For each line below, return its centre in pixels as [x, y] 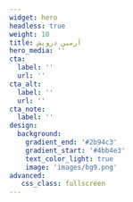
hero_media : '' [37, 51]
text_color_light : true [70, 159]
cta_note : [28, 109]
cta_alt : [25, 84]
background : [40, 134]
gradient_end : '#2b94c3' [71, 142]
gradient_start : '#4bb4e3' [75, 150]
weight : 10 [29, 34]
